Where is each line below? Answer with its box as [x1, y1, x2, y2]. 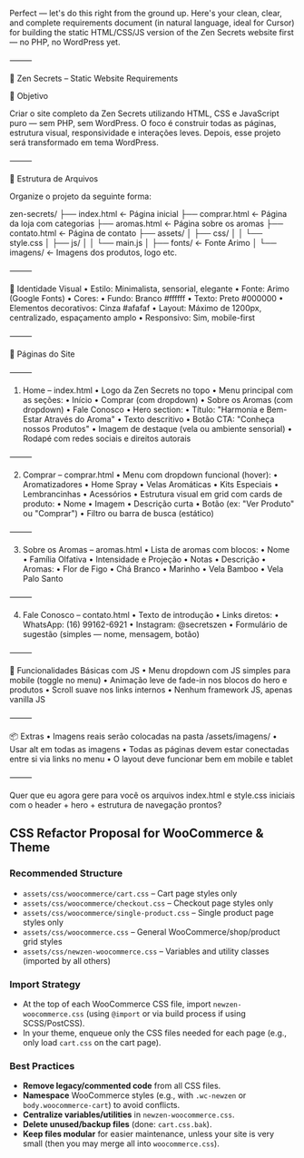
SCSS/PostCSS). [22, 1017, 85, 1028]
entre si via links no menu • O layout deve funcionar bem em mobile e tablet [9, 753, 293, 764]
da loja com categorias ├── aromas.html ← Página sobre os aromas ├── [9, 218, 284, 229]
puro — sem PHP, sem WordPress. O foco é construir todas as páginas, [9, 118, 277, 128]
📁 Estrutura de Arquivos [9, 173, 98, 184]
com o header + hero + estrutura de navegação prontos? [9, 800, 222, 810]
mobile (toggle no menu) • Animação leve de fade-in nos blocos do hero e [9, 675, 288, 685]
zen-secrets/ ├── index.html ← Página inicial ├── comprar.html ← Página [9, 209, 288, 219]
